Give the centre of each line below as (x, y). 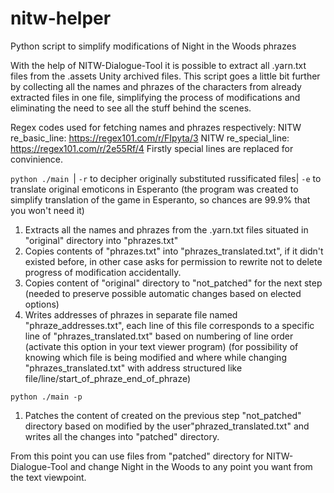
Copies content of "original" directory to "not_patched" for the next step (173, 283)
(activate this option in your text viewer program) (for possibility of (161, 346)
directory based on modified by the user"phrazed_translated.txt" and (167, 426)
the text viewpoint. (48, 477)
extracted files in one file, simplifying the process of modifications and (155, 97)
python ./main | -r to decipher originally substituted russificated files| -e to (166, 178)
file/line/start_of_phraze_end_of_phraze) (108, 378)
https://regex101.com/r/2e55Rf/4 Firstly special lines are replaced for (152, 148)
